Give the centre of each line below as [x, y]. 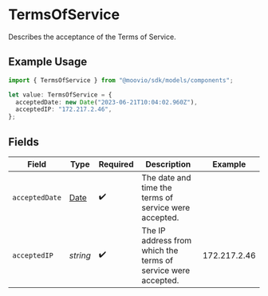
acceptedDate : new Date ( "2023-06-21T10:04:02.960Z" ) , [106, 102]
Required [116, 164]
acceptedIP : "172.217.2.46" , [64, 109]
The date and [166, 177]
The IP [154, 231]
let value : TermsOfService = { [60, 95]
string [80, 255]
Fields [24, 142]
